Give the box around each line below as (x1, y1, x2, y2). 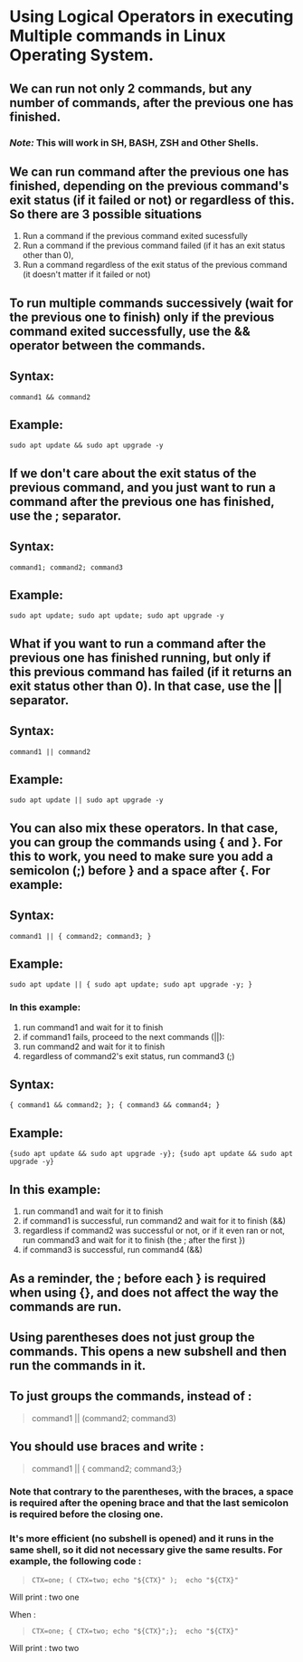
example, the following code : (9, 1555, 142, 1568)
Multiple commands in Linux (9, 25, 226, 46)
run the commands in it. (9, 1358, 147, 1373)
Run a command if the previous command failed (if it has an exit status (22, 240, 286, 251)
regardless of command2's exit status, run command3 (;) (22, 1050, 235, 1061)
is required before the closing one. (9, 1508, 165, 1521)
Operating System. (9, 45, 155, 65)
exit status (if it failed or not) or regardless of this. (9, 192, 295, 207)
